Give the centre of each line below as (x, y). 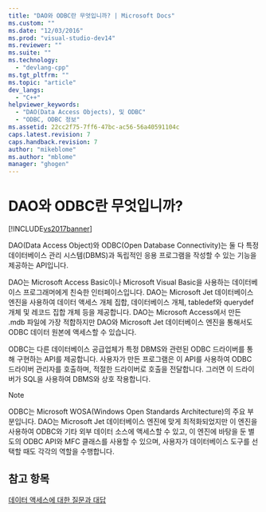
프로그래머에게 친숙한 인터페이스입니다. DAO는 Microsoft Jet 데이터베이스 (138, 292)
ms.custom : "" (32, 23)
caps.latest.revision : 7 (49, 134)
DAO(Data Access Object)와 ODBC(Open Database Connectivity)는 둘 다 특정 (133, 245)
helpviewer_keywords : (44, 105)
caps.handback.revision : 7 (53, 142)
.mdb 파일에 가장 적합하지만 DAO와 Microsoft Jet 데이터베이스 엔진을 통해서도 (131, 322)
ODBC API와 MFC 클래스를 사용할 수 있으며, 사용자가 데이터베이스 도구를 (136, 442)
